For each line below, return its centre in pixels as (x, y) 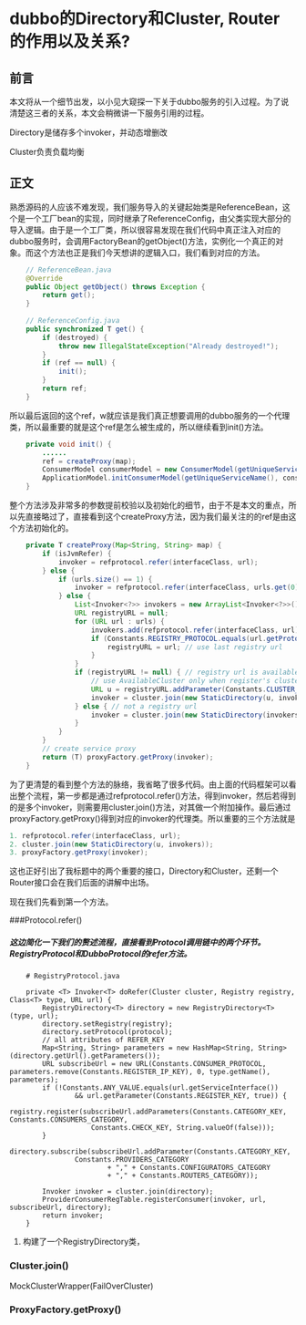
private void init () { (69, 444)
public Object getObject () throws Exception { (116, 287)
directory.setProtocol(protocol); (107, 1032)
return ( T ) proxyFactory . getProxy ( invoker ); (128, 757)
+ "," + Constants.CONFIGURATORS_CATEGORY (189, 1168)
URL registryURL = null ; (122, 613)
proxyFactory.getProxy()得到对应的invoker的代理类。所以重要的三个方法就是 (153, 818)
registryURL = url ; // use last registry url (195, 647)
